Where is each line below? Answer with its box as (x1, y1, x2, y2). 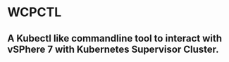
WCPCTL (7, 4, 62, 20)
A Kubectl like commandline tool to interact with (7, 32, 223, 44)
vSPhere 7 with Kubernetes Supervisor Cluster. (7, 43, 220, 55)
